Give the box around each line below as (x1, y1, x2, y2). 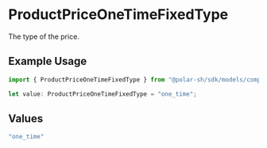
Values (8, 112, 44, 125)
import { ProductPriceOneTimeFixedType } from (8, 75, 165, 84)
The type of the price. (8, 32, 79, 41)
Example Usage (8, 55, 87, 68)
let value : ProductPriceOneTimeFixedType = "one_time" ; (8, 89, 197, 98)
